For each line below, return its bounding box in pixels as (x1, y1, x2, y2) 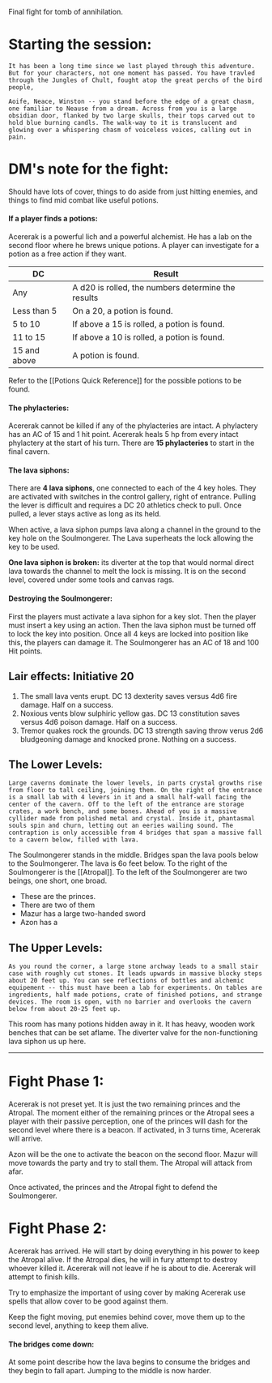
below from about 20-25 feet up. (8, 1005, 121, 1013)
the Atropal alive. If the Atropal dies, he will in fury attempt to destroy (8, 1255, 238, 1264)
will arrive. (8, 1134, 43, 1144)
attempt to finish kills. (8, 1272, 80, 1282)
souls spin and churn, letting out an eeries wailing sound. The (8, 822, 233, 830)
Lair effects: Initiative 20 (8, 670, 135, 683)
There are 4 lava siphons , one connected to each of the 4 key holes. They (8, 483, 257, 493)
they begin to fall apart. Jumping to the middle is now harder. (8, 1366, 212, 1376)
